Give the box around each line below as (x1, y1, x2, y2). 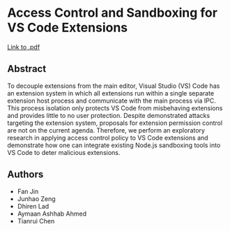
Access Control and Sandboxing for (7, 5, 218, 21)
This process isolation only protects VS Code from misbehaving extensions (7, 103, 223, 112)
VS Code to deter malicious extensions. (7, 148, 121, 156)
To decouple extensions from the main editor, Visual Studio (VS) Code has (7, 82, 220, 90)
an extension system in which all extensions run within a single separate (7, 89, 215, 97)
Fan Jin (17, 187, 39, 195)
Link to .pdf (7, 43, 40, 51)
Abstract (7, 63, 47, 75)
